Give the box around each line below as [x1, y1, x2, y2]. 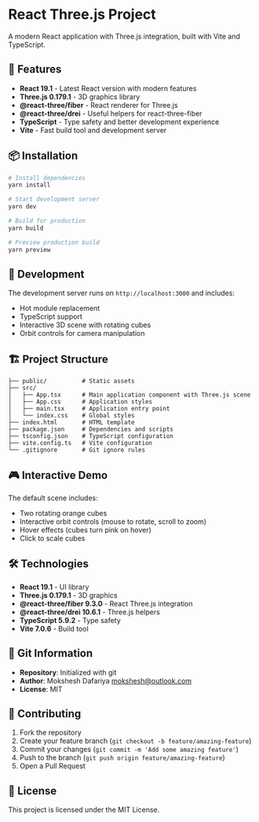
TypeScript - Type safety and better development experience [19, 116, 220, 127]
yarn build [8, 224, 44, 232]
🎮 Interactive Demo [8, 468, 108, 481]
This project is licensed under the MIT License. [8, 805, 160, 815]
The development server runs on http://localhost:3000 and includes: [8, 289, 235, 298]
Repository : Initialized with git [19, 667, 117, 677]
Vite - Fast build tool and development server [19, 125, 167, 135]
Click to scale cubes [19, 533, 86, 543]
